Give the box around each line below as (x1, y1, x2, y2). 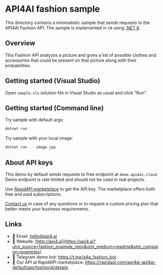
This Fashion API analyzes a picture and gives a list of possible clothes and (5, 52, 157, 58)
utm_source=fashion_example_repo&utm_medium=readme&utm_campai (12, 244, 158, 250)
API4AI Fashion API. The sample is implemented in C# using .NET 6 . (5, 25, 140, 30)
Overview (5, 39, 36, 48)
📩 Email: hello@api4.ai (12, 233, 57, 239)
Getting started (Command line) (5, 104, 104, 112)
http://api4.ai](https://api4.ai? (36, 238, 96, 244)
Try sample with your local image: (5, 135, 73, 141)
